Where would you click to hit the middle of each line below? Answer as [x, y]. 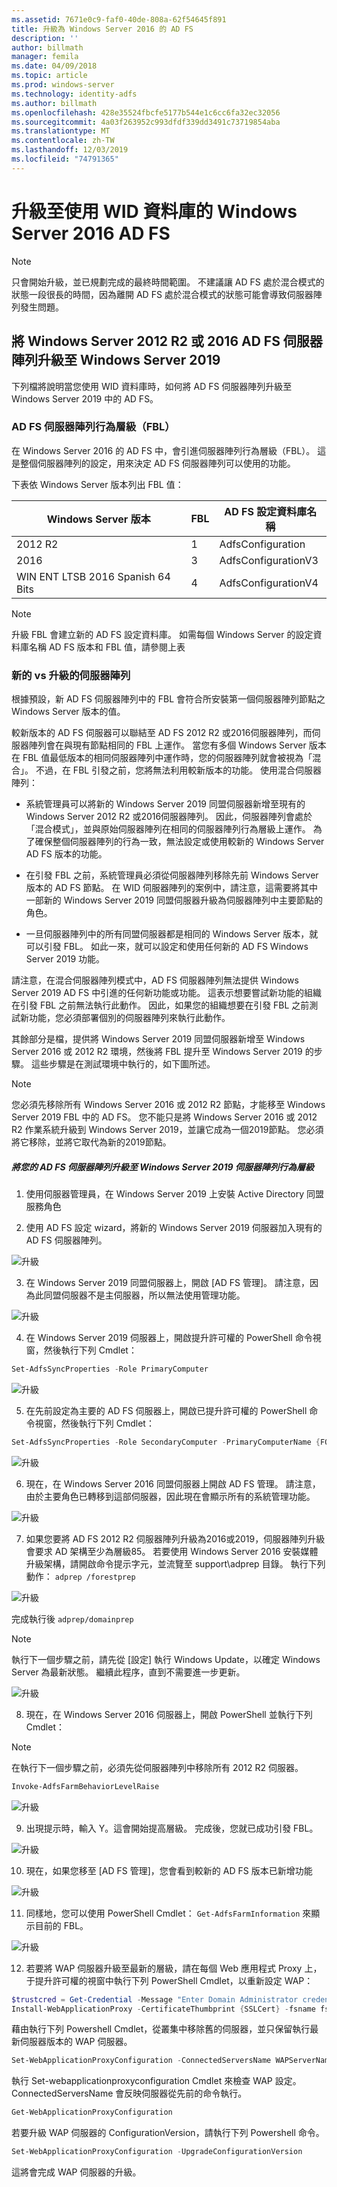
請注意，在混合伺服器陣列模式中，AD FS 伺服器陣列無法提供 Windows [155, 980]
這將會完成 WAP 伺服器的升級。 [76, 2172]
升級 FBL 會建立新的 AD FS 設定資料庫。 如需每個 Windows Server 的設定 [162, 634]
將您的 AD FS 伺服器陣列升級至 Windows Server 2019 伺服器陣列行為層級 [162, 1167]
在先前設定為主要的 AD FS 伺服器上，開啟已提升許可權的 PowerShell [166, 1410]
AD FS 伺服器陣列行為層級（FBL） [93, 427]
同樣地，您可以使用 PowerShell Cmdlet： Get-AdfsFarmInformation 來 [168, 1913]
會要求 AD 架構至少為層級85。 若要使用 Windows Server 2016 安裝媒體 [172, 1551]
